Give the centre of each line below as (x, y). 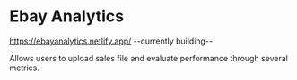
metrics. (25, 68)
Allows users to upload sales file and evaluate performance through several (149, 58)
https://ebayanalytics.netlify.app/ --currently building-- (111, 41)
